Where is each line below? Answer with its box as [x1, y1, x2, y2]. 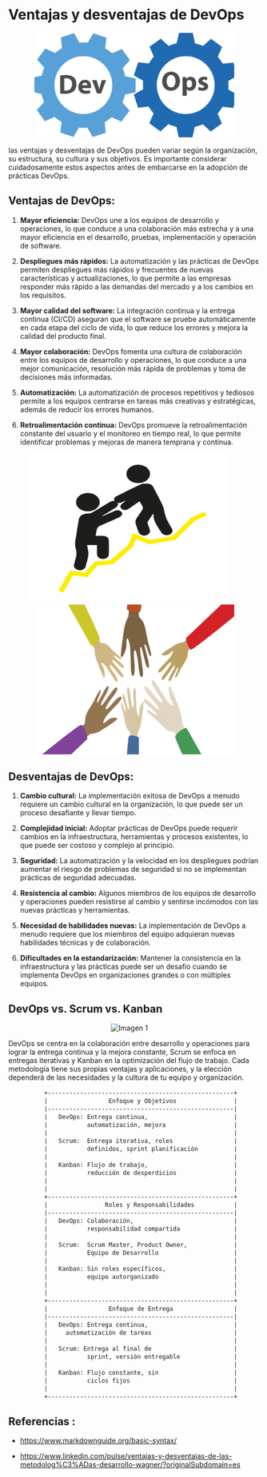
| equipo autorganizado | [43, 1273, 238, 1281]
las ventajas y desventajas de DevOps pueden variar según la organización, [8, 145, 258, 155]
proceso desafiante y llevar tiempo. [19, 808, 137, 818]
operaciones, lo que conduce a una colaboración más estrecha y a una [19, 224, 254, 233]
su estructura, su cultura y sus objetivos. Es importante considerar [8, 153, 228, 163]
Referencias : [8, 1415, 76, 1428]
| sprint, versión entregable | [43, 1353, 238, 1361]
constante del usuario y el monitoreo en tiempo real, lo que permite [19, 428, 241, 438]
